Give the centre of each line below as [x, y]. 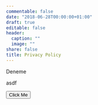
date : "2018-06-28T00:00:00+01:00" [49, 17]
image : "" [23, 44]
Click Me [18, 95]
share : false [22, 50]
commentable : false [30, 11]
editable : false [26, 28]
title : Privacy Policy [34, 55]
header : [15, 33]
